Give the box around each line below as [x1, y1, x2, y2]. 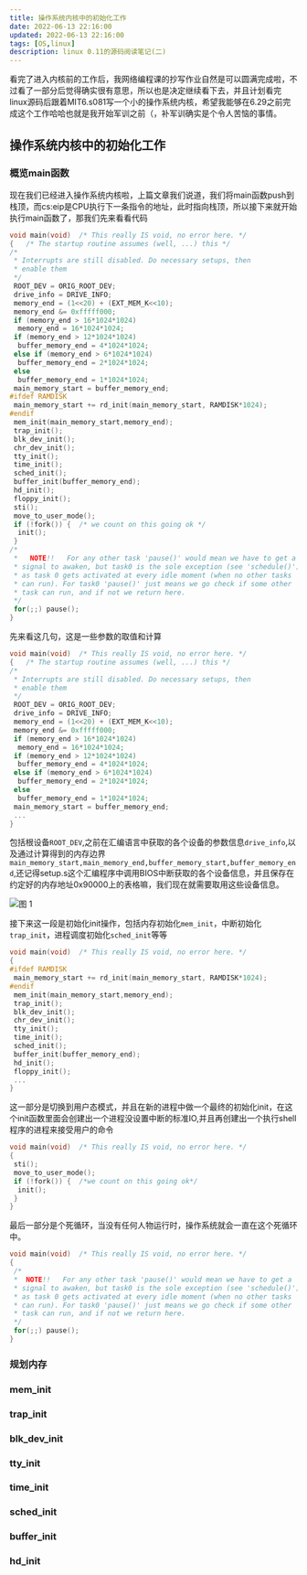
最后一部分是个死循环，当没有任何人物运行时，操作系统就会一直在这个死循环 [9, 1220, 298, 1231]
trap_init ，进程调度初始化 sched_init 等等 [9, 929, 168, 940]
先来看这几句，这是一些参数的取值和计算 [9, 631, 162, 642]
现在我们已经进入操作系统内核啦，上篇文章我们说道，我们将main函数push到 [9, 189, 295, 200]
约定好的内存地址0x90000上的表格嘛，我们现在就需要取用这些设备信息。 [9, 879, 285, 890]
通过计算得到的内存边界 [16, 848, 106, 860]
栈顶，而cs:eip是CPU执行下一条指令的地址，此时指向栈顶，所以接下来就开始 [9, 200, 298, 211]
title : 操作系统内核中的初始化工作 [9, 13, 127, 23]
